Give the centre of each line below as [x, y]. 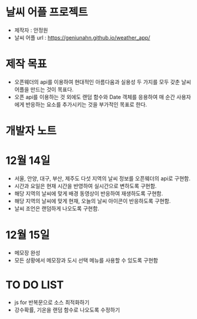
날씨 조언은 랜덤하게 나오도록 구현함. [57, 208]
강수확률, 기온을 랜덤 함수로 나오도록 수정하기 [67, 309]
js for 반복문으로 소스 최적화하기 [52, 302]
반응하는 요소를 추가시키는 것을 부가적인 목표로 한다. [86, 104]
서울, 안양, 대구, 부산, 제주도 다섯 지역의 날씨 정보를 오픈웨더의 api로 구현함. [102, 178]
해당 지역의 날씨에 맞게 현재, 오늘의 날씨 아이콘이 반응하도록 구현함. [93, 201]
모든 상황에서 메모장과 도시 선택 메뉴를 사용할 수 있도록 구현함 [86, 260]
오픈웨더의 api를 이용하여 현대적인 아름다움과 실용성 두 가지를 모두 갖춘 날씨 [103, 82]
